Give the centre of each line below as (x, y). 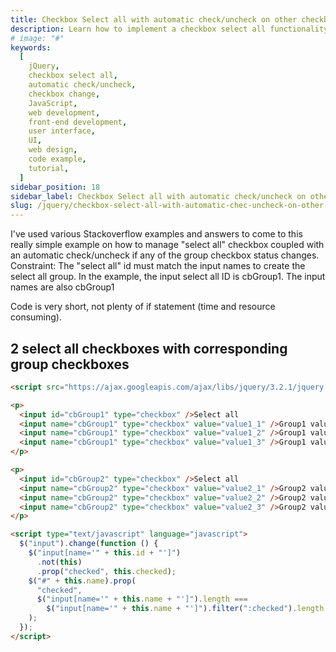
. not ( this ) (59, 562)
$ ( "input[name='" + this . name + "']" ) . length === (142, 599)
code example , (57, 159)
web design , (53, 150)
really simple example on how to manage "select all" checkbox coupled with (167, 245)
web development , (64, 112)
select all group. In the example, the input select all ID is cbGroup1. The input (168, 277)
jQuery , (44, 66)
